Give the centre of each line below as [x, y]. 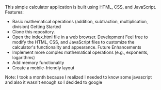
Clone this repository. [33, 32]
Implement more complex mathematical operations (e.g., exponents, [80, 52]
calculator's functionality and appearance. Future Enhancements [77, 47]
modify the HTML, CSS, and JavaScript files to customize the [73, 42]
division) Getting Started [36, 27]
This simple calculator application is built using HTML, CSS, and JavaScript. [81, 7]
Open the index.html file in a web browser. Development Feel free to [80, 37]
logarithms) [24, 57]
